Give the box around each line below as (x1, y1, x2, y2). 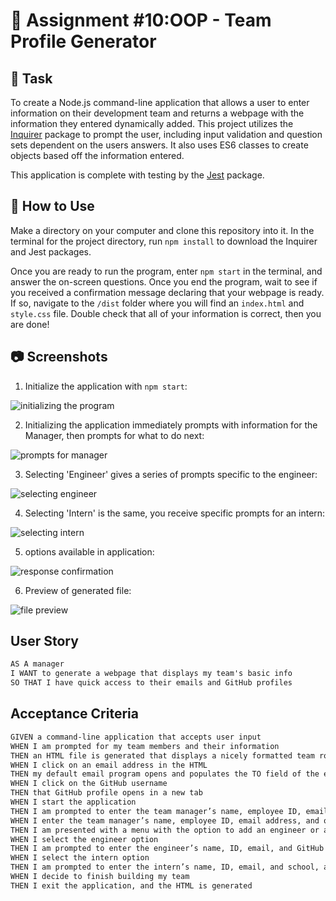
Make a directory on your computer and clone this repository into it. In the (10, 224, 315, 236)
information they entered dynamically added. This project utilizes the (10, 118, 294, 129)
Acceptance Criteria (10, 705, 139, 723)
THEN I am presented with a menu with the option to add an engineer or (10, 825, 320, 835)
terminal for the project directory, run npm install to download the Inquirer (10, 235, 318, 247)
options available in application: (24, 545, 155, 558)
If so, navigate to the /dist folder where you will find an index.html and (10, 297, 305, 309)
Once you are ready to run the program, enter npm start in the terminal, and (10, 265, 323, 277)
